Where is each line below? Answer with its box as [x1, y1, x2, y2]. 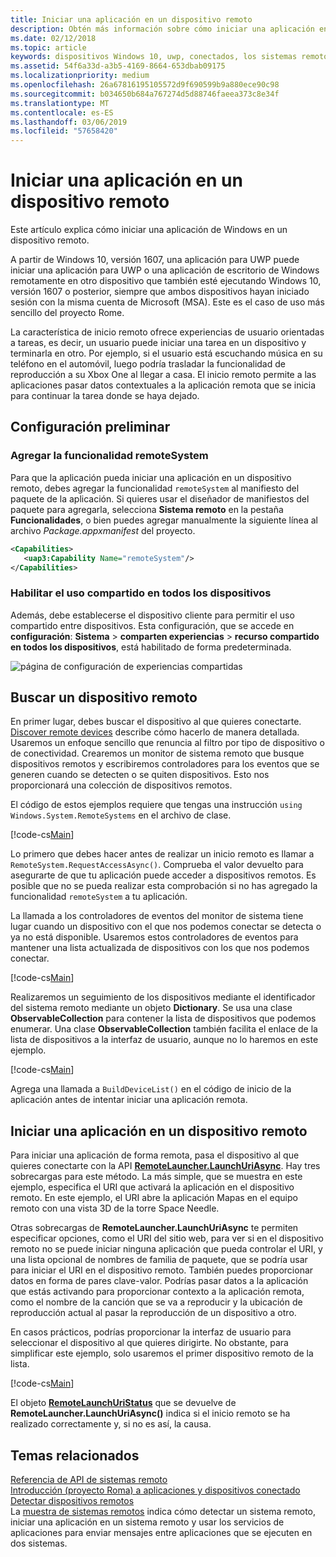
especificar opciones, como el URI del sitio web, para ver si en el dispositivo [10, 1232, 324, 1245]
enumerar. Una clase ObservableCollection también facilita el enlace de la [10, 1023, 318, 1035]
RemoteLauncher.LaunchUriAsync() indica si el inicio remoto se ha [10, 1407, 291, 1420]
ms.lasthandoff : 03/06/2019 [10, 117, 128, 127]
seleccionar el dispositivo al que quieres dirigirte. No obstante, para [10, 1337, 289, 1349]
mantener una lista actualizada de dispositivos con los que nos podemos [10, 942, 310, 954]
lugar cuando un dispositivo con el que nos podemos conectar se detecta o [10, 921, 322, 933]
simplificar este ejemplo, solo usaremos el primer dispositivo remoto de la [10, 1347, 314, 1360]
